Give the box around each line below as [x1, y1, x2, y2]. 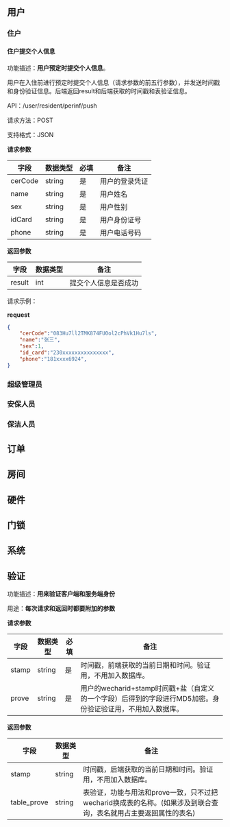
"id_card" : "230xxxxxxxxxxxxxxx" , [19, 349, 115, 357]
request [7, 311, 30, 319]
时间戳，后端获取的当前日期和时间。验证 [83, 765, 214, 774]
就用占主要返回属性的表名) [110, 808, 196, 818]
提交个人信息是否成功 [69, 278, 139, 287]
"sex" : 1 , [19, 343, 44, 350]
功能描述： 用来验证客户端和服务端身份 [7, 590, 115, 598]
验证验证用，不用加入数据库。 [87, 704, 183, 714]
